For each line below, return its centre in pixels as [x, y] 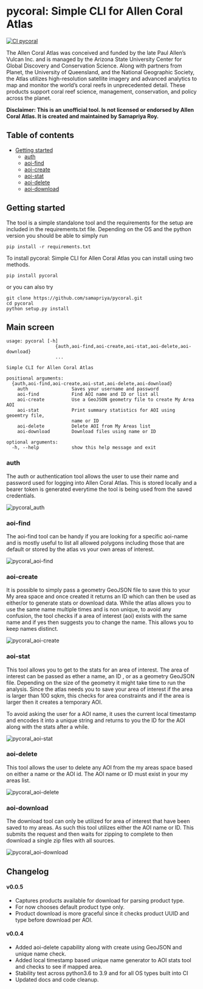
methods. [18, 264]
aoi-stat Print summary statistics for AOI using [96, 411]
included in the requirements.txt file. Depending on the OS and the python [99, 229]
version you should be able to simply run [57, 235]
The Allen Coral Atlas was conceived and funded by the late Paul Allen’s [96, 52]
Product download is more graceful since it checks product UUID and [102, 913]
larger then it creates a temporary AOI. [54, 702]
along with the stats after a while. [48, 727]
